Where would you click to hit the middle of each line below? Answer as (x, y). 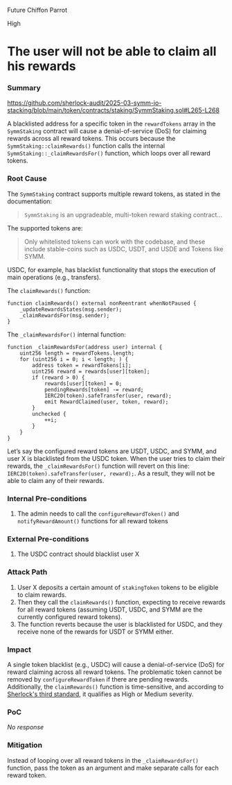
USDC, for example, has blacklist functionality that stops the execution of (111, 269)
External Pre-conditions (48, 539)
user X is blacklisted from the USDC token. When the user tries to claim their (116, 458)
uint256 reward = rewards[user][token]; (91, 371)
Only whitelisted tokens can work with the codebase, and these (115, 242)
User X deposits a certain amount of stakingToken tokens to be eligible (118, 587)
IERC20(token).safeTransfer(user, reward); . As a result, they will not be (111, 473)
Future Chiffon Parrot (37, 10)
